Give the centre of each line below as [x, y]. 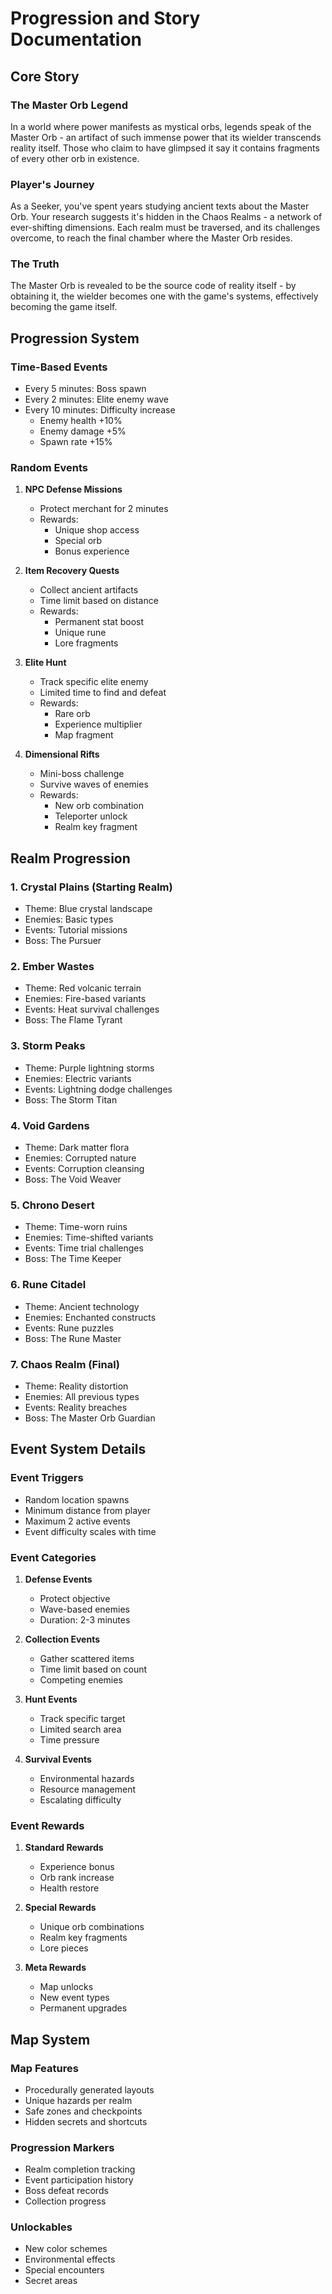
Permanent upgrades [83, 2008]
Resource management [88, 1789]
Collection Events [62, 1639]
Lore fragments [86, 643]
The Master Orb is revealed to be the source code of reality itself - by [153, 286]
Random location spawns [77, 1499]
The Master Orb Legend [69, 105]
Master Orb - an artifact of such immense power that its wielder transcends [166, 137]
